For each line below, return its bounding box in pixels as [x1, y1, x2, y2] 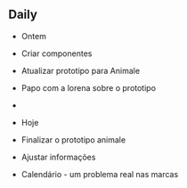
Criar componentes [20, 48, 93, 59]
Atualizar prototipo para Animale [20, 65, 140, 76]
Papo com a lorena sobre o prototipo [20, 82, 157, 93]
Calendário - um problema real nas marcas [20, 168, 179, 179]
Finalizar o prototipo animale [20, 134, 126, 145]
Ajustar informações [20, 151, 96, 162]
